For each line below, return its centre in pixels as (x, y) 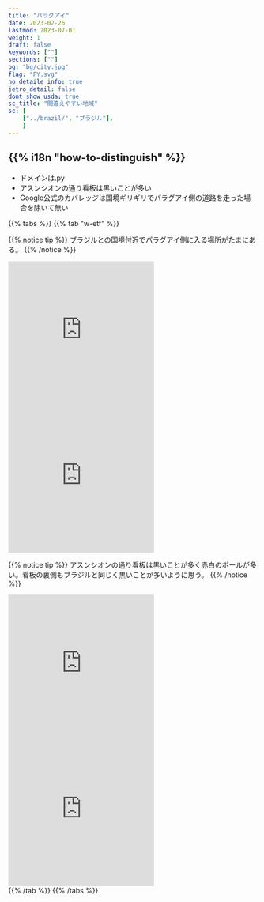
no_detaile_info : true (45, 81)
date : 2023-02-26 (37, 23)
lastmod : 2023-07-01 (42, 30)
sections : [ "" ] (33, 60)
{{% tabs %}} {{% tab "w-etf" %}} (64, 223)
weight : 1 (25, 38)
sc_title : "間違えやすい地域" (53, 104)
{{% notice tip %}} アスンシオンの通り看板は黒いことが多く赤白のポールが (129, 564)
